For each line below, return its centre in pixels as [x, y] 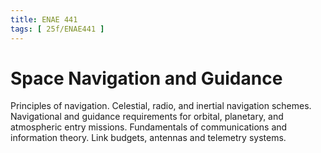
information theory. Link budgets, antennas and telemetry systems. [148, 138]
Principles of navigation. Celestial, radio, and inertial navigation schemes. [161, 106]
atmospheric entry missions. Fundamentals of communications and [149, 127]
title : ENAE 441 [44, 19]
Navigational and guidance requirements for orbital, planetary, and [147, 117]
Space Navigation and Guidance [146, 78]
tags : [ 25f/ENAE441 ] [57, 29]
